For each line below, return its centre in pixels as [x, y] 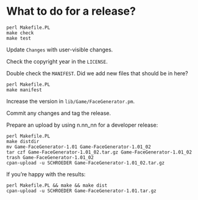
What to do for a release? [71, 11]
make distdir [23, 141]
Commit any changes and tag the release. [59, 113]
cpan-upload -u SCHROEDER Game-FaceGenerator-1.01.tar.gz [81, 191]
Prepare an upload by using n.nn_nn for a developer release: [82, 125]
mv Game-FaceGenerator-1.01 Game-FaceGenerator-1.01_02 [79, 147]
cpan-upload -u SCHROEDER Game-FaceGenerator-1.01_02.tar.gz [86, 163]
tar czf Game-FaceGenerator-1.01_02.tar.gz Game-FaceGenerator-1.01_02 [99, 152]
